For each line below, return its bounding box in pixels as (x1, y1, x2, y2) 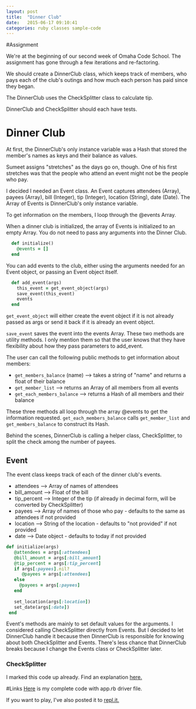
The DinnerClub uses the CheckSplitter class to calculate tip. (6, 94, 154, 101)
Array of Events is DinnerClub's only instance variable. (6, 200, 138, 207)
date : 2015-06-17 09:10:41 (6, 19, 78, 25)
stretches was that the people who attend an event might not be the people (6, 170, 188, 177)
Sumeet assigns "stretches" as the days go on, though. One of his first (6, 163, 177, 171)
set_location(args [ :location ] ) (14, 599, 91, 605)
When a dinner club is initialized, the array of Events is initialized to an (6, 223, 175, 230)
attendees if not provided (14, 514, 77, 520)
